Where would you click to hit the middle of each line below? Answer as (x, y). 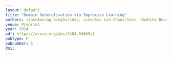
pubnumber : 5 (19, 44)
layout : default (23, 10)
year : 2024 (17, 29)
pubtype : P (17, 39)
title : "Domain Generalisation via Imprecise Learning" (66, 15)
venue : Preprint (23, 24)
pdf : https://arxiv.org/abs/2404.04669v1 (50, 34)
